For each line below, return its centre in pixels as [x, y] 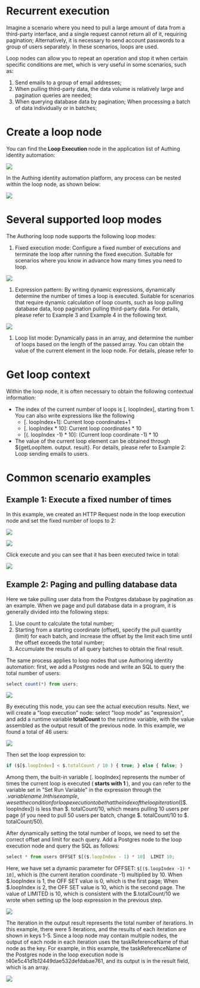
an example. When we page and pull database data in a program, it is [91, 605]
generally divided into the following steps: [58, 612]
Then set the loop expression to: [46, 755]
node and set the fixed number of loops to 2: [61, 520]
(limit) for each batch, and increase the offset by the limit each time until [103, 636]
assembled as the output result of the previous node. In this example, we [96, 725]
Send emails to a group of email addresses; [68, 83]
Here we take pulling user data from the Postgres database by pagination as [100, 599]
